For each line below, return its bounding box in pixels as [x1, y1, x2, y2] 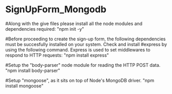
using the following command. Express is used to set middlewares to [5, 46, 150, 53]
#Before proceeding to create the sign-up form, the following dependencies [5, 36, 166, 42]
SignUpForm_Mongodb [5, 4, 107, 15]
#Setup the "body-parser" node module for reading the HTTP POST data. [5, 62, 161, 68]
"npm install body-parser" [5, 67, 61, 74]
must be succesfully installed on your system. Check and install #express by [5, 41, 167, 47]
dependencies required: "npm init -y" [5, 26, 84, 32]
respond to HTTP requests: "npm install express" [5, 52, 109, 58]
